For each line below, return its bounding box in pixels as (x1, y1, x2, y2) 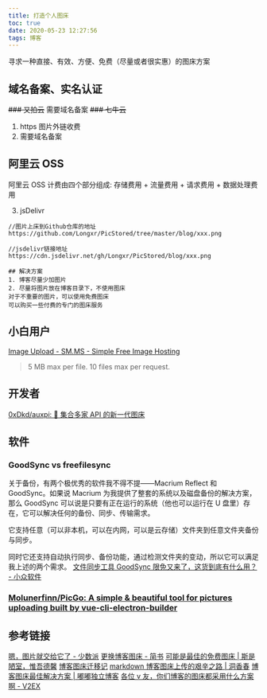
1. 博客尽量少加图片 (8, 275, 67, 283)
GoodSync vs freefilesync (8, 459, 111, 470)
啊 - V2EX (8, 681, 41, 691)
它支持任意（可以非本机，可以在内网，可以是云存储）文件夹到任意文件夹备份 (8, 525, 259, 535)
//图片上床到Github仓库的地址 (8, 222, 97, 231)
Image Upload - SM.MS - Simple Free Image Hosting (8, 346, 180, 356)
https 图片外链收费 (19, 122, 81, 131)
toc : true (8, 19, 41, 27)
